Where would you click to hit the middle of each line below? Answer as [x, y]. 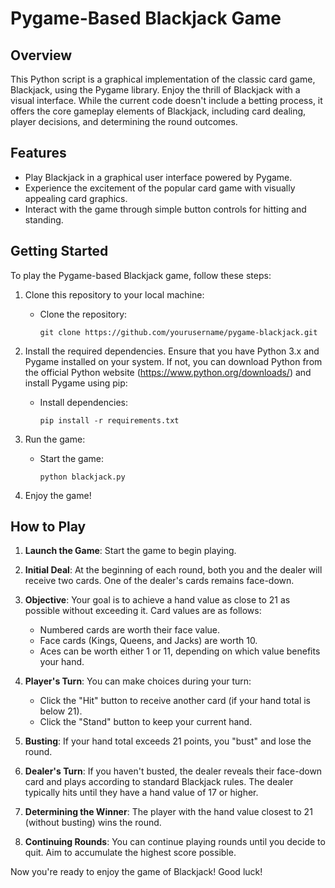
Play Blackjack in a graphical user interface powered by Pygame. [158, 177]
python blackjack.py [82, 477]
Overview [41, 55]
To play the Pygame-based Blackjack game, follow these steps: [141, 275]
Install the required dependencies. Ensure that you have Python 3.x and [172, 351]
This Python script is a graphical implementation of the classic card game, [163, 79]
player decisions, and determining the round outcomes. [124, 121]
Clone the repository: [83, 314]
